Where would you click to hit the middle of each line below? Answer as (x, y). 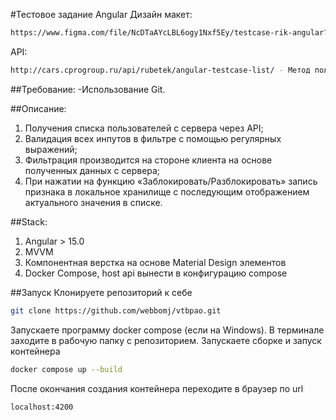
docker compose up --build (66, 369)
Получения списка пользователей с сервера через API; (144, 128)
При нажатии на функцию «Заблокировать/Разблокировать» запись (171, 181)
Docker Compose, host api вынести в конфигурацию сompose (156, 273)
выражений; (51, 149)
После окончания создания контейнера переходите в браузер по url (157, 388)
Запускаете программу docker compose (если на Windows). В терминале (167, 330)
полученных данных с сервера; (92, 170)
